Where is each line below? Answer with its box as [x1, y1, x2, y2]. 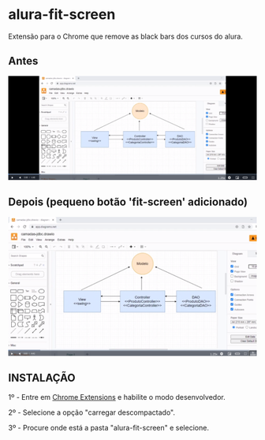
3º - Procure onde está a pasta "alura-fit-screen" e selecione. [8, 423, 209, 432]
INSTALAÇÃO [8, 371, 76, 385]
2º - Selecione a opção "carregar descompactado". [8, 408, 176, 417]
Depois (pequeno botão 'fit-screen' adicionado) [8, 196, 248, 209]
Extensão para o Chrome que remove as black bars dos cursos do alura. [8, 32, 243, 41]
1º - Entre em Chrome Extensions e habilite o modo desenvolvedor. [8, 392, 226, 401]
